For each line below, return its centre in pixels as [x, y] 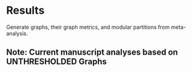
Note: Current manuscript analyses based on [92, 52]
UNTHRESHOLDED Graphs [56, 61]
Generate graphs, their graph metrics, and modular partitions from [88, 27]
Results [25, 10]
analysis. [17, 33]
